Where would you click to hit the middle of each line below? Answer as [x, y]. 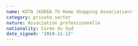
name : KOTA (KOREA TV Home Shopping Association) [70, 12]
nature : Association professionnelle [53, 23]
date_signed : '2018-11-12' [40, 34]
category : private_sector [38, 17]
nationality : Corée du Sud [40, 28]
